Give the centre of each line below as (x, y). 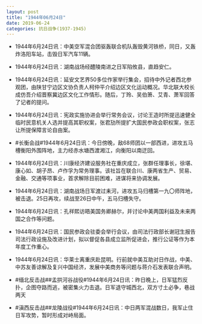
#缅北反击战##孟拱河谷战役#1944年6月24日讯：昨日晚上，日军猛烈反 (101, 280)
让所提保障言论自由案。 (44, 130)
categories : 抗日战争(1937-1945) (46, 29)
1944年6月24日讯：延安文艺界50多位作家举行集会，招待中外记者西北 (101, 79)
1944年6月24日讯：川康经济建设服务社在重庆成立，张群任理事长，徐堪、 (105, 163)
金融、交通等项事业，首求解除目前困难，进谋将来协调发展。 (89, 178)
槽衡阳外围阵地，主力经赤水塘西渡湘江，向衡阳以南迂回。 (86, 151)
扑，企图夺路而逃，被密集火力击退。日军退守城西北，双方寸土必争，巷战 (105, 287)
